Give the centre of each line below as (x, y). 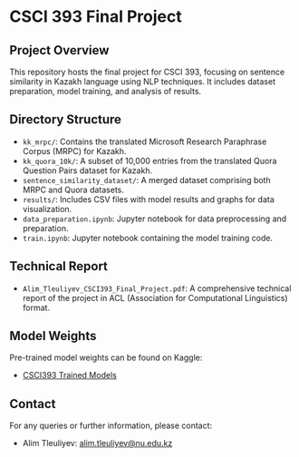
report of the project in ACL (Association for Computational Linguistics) (155, 297)
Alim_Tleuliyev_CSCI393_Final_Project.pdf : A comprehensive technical (157, 288)
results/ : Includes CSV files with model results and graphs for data (148, 199)
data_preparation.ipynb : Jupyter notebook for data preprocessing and (154, 219)
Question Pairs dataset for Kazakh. (87, 170)
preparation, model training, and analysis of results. (106, 91)
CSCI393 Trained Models (70, 375)
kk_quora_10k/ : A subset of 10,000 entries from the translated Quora (149, 160)
